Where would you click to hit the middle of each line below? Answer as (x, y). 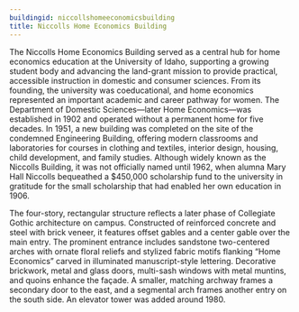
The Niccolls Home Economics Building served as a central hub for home (145, 51)
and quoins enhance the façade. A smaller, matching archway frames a (141, 280)
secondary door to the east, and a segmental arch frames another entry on (148, 289)
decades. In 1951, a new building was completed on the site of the (131, 128)
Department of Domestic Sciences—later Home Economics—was (131, 109)
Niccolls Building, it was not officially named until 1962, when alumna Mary (148, 167)
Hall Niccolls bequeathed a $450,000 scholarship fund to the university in (146, 176)
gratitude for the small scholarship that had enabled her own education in (145, 186)
